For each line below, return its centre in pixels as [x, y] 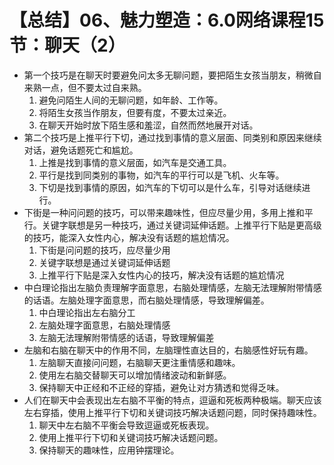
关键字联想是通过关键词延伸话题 [104, 262]
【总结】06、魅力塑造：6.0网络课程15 [167, 20]
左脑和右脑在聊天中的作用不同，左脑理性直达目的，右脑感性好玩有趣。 [168, 350]
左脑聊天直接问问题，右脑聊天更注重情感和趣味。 [139, 362]
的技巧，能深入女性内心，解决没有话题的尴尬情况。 [129, 237]
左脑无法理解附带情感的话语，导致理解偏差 [126, 337]
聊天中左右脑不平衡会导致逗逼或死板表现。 [126, 425]
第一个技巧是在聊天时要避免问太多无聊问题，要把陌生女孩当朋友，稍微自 [172, 75]
